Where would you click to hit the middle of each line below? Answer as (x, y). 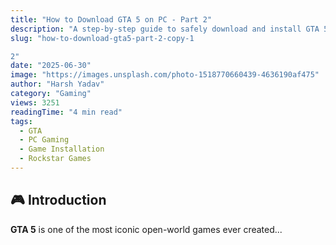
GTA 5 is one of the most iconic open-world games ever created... (146, 229)
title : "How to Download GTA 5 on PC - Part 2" (111, 19)
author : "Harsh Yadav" (57, 84)
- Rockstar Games (55, 159)
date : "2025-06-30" (51, 66)
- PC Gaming (44, 140)
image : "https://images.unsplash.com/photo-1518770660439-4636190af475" (165, 75)
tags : (21, 121)
